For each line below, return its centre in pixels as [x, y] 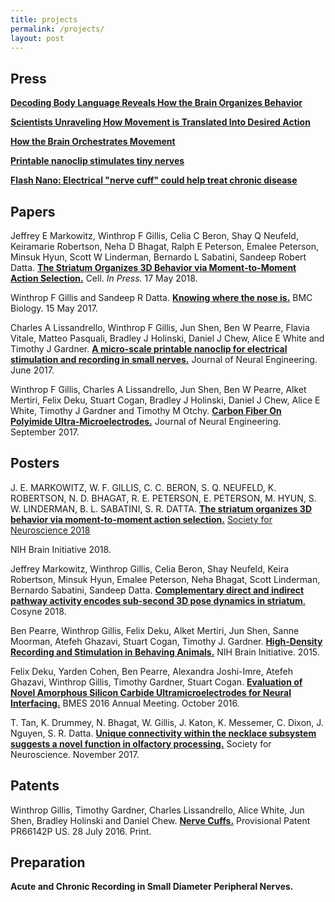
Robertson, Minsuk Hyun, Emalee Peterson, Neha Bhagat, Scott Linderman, [165, 579]
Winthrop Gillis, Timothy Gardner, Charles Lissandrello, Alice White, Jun [157, 810]
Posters [35, 463]
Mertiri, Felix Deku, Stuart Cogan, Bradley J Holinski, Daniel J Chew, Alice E [165, 400]
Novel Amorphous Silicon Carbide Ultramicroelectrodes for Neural [151, 692]
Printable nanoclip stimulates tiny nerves [97, 161]
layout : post [37, 38]
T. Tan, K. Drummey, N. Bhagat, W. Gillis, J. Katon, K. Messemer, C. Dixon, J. [167, 722]
